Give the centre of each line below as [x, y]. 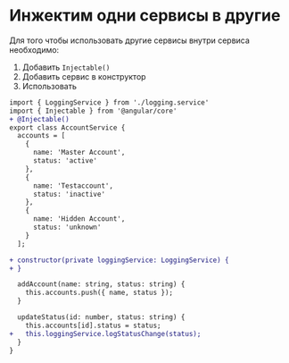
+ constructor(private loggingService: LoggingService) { [119, 260]
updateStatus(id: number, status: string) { [101, 317]
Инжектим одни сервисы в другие [145, 16]
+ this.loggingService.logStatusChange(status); [105, 333]
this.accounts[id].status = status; [94, 325]
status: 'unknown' [67, 228]
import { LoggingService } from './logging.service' [109, 102]
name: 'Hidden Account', [79, 219]
